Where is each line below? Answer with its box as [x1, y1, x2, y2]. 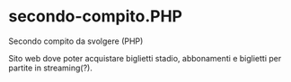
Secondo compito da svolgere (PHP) [8, 36, 144, 46]
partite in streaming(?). [8, 62, 93, 73]
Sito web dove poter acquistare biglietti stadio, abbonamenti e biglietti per [8, 53, 282, 63]
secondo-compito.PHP [8, 6, 183, 27]
